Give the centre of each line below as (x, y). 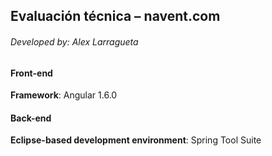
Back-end (31, 118)
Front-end (31, 73)
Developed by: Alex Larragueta (74, 41)
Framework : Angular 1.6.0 (64, 95)
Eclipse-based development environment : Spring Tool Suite (136, 140)
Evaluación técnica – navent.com (115, 16)
